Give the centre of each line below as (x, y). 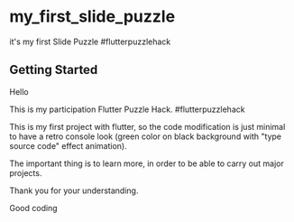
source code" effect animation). (69, 145)
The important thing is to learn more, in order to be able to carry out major (147, 163)
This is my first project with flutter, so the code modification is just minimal (147, 126)
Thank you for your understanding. (74, 190)
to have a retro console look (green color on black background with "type (146, 136)
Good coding (33, 208)
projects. (26, 172)
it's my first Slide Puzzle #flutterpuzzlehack (90, 42)
